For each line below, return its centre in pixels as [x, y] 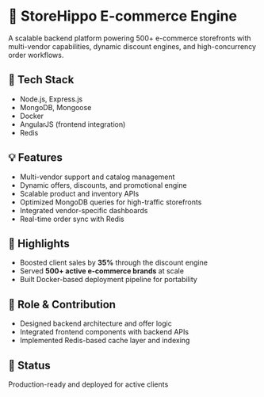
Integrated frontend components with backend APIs [104, 332]
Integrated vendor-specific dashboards [84, 210]
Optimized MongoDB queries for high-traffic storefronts [111, 202]
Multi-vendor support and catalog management [97, 177]
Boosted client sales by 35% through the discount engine [114, 263]
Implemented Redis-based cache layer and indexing [105, 341]
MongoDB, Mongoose [55, 107]
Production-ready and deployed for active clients [88, 384]
